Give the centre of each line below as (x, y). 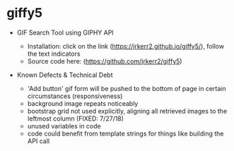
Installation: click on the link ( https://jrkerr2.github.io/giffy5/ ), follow (125, 46)
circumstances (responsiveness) (75, 96)
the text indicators (54, 54)
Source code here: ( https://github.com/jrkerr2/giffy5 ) (105, 61)
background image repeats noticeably (83, 103)
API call (39, 141)
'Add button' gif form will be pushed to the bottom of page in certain (127, 88)
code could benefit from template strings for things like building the (125, 133)
